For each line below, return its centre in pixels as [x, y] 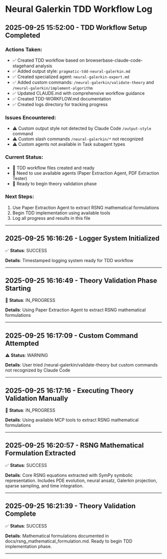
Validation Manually [37, 398]
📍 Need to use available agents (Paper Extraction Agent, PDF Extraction [86, 173]
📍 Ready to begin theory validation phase [54, 184]
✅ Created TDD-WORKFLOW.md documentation [62, 98]
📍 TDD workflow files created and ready [53, 168]
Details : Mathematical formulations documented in [57, 536]
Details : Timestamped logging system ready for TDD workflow [69, 260]
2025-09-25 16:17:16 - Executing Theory [69, 391]
